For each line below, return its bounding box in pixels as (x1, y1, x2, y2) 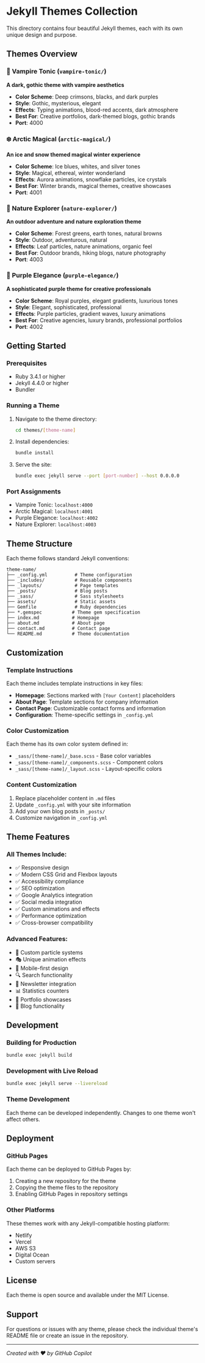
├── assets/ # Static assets (6, 599, 116, 605)
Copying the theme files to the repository (15, 1184, 119, 1192)
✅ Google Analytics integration (15, 892, 93, 899)
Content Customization (6, 781, 77, 789)
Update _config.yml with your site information (15, 801, 131, 808)
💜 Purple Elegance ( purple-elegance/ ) (6, 271, 119, 280)
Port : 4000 (15, 119, 43, 126)
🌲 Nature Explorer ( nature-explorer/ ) (6, 204, 117, 212)
